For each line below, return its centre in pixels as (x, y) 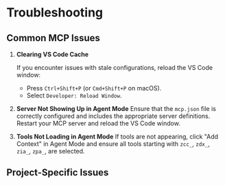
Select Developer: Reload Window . (74, 95)
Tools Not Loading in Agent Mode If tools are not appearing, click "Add (117, 136)
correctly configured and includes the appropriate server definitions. (113, 116)
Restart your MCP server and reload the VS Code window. (98, 123)
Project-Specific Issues (58, 173)
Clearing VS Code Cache (52, 54)
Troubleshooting (55, 13)
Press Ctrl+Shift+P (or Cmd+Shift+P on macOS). (94, 88)
